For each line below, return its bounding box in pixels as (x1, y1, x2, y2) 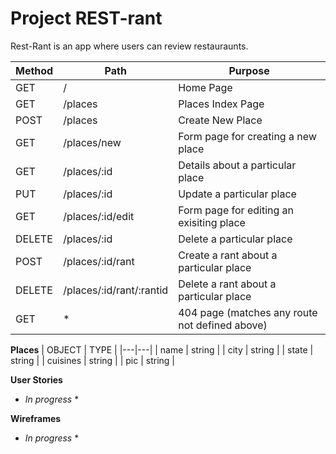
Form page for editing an (178, 203, 295, 217)
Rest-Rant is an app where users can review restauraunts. (10, 40, 249, 52)
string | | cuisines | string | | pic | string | (10, 354, 176, 366)
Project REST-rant (10, 7, 163, 30)
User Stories (10, 373, 63, 386)
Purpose (228, 63, 270, 77)
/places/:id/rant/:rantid (63, 283, 169, 297)
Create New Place (178, 113, 263, 127)
